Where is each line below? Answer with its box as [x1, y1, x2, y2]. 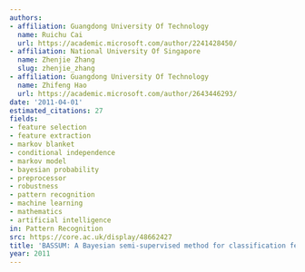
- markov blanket [9, 140, 75, 149]
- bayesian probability [9, 165, 100, 174]
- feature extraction [9, 131, 92, 141]
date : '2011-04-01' [9, 97, 84, 107]
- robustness [9, 182, 59, 191]
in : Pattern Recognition [9, 224, 103, 233]
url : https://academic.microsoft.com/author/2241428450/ [17, 38, 238, 48]
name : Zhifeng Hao [17, 81, 88, 90]
